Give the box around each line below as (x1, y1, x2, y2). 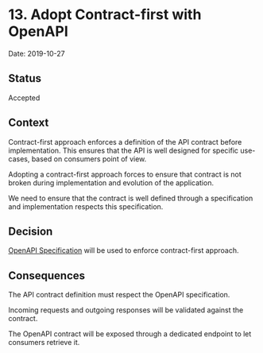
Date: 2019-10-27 (8, 48, 65, 58)
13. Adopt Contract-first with (8, 6, 202, 24)
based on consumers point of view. (31, 153, 147, 164)
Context (8, 116, 49, 130)
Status (8, 72, 42, 85)
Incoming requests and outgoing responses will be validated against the (8, 305, 244, 315)
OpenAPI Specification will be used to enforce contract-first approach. (8, 246, 239, 255)
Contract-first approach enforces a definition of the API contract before (8, 137, 242, 146)
